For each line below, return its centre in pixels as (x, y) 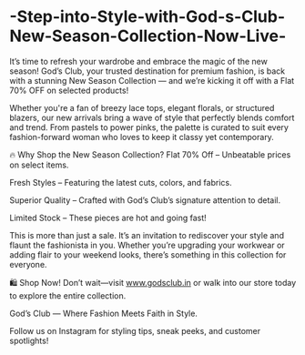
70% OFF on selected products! (69, 90)
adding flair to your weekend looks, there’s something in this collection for (148, 254)
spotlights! (29, 340)
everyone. (28, 264)
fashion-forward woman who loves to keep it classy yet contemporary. (142, 137)
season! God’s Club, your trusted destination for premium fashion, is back (147, 71)
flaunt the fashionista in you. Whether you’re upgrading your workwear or (147, 245)
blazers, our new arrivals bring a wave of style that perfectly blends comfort (152, 117)
